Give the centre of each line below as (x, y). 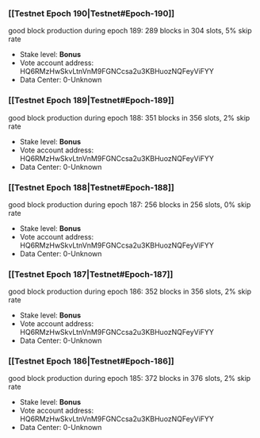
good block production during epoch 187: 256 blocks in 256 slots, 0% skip (130, 204)
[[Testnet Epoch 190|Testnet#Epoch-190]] (92, 13)
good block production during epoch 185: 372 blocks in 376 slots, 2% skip (130, 378)
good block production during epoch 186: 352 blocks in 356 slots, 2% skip (130, 292)
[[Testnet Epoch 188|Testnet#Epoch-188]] (91, 187)
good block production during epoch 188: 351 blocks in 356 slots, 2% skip (129, 117)
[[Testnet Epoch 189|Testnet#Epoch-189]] (91, 101)
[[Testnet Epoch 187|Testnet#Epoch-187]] (91, 274)
